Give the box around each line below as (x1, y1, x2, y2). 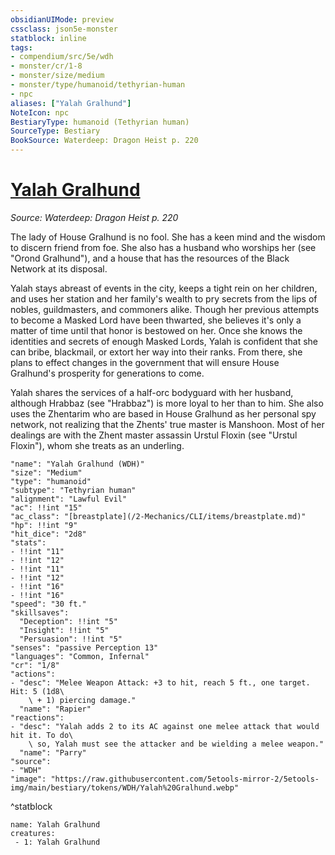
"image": (10, 774, 47, 784)
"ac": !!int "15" (10, 502, 83, 513)
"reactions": (10, 712, 65, 723)
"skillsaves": (10, 607, 70, 618)
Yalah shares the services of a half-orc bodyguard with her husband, (10, 386, 294, 398)
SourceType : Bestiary (10, 126, 101, 136)
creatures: (10, 828, 56, 838)
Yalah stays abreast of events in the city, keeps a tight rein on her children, (10, 282, 318, 294)
